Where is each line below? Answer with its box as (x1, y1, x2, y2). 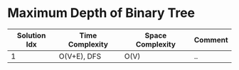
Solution (16, 30, 46, 40)
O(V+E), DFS (58, 51, 102, 61)
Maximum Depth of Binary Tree (7, 5, 196, 21)
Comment (193, 35, 228, 45)
